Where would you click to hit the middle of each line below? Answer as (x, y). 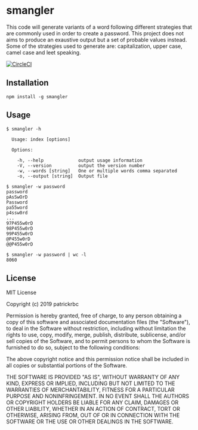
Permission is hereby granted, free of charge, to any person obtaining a (94, 316)
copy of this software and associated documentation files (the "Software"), (98, 322)
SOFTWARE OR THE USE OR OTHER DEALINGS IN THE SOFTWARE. (90, 422)
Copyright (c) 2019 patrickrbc (43, 304)
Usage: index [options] (41, 139)
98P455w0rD (20, 228)
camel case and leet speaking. (44, 52)
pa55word (17, 207)
